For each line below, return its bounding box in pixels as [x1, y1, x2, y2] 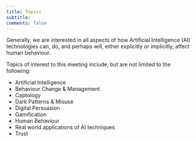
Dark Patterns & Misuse [14, 98, 74, 105]
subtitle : [6, 14, 31, 20]
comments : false [6, 20, 47, 26]
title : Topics [6, 8, 42, 15]
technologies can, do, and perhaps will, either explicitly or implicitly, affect [6, 43, 190, 50]
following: [6, 67, 31, 75]
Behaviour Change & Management [14, 85, 100, 93]
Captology [14, 91, 41, 99]
